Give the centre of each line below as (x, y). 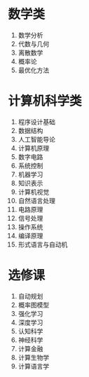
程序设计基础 (36, 122)
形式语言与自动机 (43, 244)
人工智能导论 (36, 139)
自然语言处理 (36, 200)
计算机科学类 (45, 101)
